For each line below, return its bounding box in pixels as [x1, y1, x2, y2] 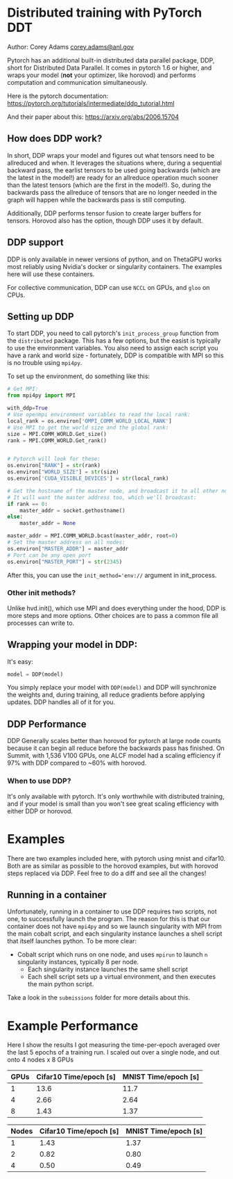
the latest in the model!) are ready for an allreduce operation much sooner [7, 173, 218, 181]
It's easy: [7, 657, 33, 665]
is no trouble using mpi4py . [7, 359, 83, 367]
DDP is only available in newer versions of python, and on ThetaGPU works [7, 255, 222, 263]
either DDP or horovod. [7, 806, 73, 815]
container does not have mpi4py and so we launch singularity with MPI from [7, 922, 222, 931]
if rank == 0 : [7, 501, 49, 507]
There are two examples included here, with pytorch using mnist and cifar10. [7, 854, 226, 863]
